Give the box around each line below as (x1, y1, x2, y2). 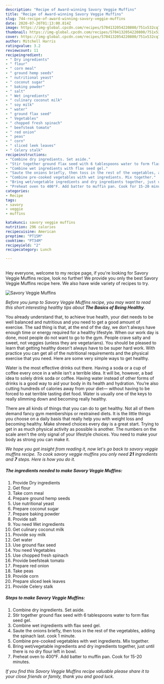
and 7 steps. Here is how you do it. (5, 457, 75, 463)
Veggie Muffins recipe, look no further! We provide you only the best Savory (5, 275, 158, 281)
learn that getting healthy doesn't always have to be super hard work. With (5, 345, 155, 351)
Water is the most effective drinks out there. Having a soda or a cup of (5, 365, 146, 371)
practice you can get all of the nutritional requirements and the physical (5, 350, 149, 356)
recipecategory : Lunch (5, 247, 52, 252)
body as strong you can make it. (5, 437, 70, 443)
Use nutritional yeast (12, 501, 55, 506)
